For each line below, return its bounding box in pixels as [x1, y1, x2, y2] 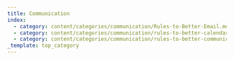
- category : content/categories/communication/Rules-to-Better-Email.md [13, 23, 229, 30]
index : [7, 17, 26, 23]
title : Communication [7, 10, 70, 17]
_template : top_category [7, 42, 79, 49]
